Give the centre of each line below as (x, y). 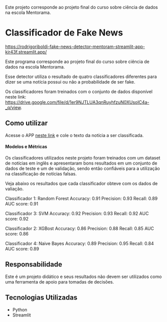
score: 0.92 (17, 218)
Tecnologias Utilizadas (41, 298)
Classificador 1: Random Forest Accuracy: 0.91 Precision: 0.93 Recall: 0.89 (82, 198)
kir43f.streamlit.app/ (26, 51)
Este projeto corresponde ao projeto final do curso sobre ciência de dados (82, 7)
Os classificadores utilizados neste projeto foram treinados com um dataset (83, 157)
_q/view (13, 107)
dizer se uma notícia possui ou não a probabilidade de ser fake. (70, 81)
